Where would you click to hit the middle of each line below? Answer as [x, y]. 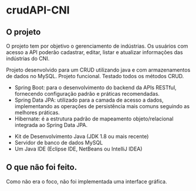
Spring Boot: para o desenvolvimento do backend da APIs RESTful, [96, 88]
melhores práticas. [37, 113]
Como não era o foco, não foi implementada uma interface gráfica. [87, 181]
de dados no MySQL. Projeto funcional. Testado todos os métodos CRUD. [95, 76]
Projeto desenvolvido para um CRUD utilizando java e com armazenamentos [98, 70]
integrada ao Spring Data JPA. [51, 125]
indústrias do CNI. [28, 58]
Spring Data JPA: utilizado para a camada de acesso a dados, [89, 100]
